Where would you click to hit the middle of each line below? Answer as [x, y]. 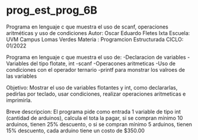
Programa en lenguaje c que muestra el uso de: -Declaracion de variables [96, 57]
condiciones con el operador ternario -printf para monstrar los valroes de [96, 69]
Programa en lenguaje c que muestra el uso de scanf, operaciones [87, 27]
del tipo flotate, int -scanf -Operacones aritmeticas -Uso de [103, 63]
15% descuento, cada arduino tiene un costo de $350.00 [76, 131]
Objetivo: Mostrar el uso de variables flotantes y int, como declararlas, [92, 87]
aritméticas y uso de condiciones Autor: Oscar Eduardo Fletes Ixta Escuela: [98, 33]
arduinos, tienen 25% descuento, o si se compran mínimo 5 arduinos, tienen [99, 124]
